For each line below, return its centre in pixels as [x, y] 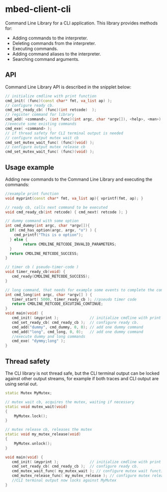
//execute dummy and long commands [48, 336]
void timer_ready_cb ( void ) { [35, 272]
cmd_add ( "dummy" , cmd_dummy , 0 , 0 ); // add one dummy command [77, 327]
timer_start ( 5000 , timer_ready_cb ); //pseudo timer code [74, 299]
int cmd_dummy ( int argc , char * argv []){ [48, 226]
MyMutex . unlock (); [33, 443]
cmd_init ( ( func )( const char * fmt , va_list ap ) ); [59, 101]
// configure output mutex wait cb [42, 138]
